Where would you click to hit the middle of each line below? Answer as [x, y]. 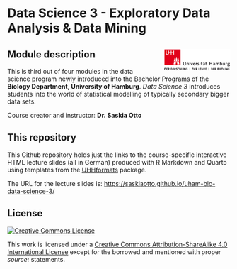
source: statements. [36, 259]
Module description [51, 54]
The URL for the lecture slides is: [55, 183]
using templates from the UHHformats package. [77, 170]
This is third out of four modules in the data [70, 71]
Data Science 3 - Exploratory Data [109, 13]
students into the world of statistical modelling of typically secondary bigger [118, 94]
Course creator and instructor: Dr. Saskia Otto [75, 115]
